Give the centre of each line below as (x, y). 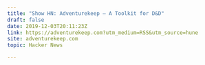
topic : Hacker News (35, 45)
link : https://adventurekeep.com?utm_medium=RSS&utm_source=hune (102, 32)
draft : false (26, 20)
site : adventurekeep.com (43, 39)
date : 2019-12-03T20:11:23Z (47, 26)
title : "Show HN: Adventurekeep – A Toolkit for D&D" (86, 13)
